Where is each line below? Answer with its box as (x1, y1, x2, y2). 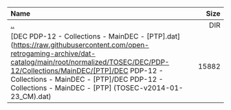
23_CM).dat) (10, 92, 52, 101)
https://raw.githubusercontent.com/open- (13, 41, 149, 49)
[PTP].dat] (146, 32, 181, 41)
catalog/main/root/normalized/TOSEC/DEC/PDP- (10, 58, 170, 67)
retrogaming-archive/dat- (10, 49, 96, 58)
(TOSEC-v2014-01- (113, 83, 184, 92)
